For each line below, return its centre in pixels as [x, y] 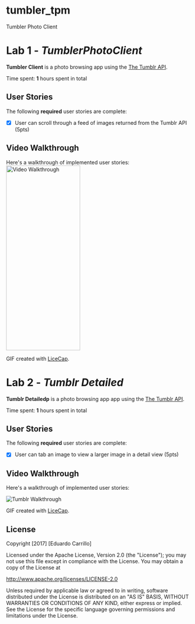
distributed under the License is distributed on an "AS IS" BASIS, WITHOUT [97, 597]
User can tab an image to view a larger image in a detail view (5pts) [97, 455]
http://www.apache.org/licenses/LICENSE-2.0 [62, 579]
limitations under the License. [42, 615]
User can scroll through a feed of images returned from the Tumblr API [101, 122]
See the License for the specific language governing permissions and [91, 609]
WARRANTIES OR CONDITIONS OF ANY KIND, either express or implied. [94, 603]
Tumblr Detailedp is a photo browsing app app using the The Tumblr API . [95, 399]
